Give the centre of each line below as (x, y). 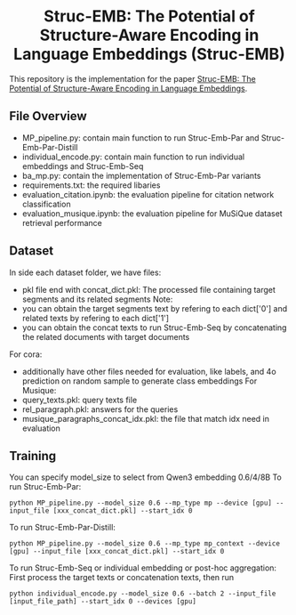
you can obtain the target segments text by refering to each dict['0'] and (154, 308)
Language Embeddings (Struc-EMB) (149, 54)
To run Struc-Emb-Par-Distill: (62, 528)
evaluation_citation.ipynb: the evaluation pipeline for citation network (148, 194)
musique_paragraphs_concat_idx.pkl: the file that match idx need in (145, 418)
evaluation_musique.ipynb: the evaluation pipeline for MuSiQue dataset (152, 213)
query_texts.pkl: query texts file (80, 400)
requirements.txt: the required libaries (91, 185)
